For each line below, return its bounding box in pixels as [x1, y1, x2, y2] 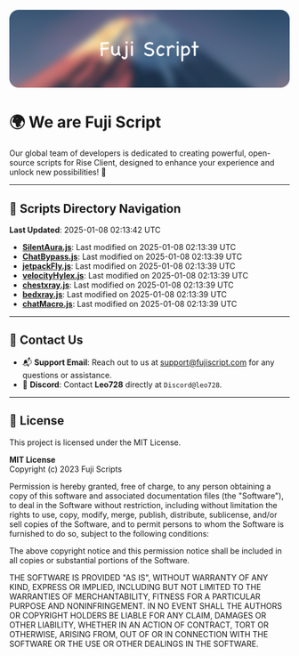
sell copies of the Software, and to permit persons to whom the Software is [9, 518, 285, 530]
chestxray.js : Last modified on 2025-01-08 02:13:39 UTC [21, 279, 234, 290]
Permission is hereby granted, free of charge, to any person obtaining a [9, 481, 271, 491]
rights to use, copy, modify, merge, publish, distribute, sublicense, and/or [9, 509, 278, 520]
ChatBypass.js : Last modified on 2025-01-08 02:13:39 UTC [21, 251, 243, 263]
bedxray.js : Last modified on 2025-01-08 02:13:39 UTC [21, 289, 227, 300]
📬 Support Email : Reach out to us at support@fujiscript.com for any [21, 357, 275, 368]
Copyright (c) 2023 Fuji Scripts [9, 464, 123, 474]
